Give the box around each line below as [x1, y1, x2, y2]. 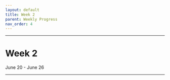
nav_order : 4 [5, 21, 33, 27]
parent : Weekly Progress [5, 17, 58, 22]
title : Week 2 [5, 12, 35, 17]
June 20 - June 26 [5, 64, 45, 70]
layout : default [5, 7, 39, 13]
